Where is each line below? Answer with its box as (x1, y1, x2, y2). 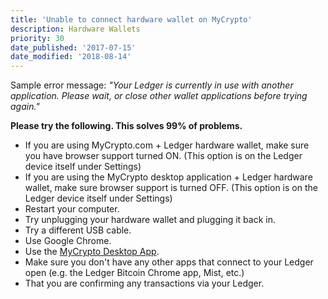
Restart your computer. (24, 203, 120, 215)
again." (10, 101, 40, 113)
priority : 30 (10, 33, 65, 43)
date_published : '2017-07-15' (10, 42, 137, 53)
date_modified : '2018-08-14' (10, 52, 132, 62)
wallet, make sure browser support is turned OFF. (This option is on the (24, 182, 318, 194)
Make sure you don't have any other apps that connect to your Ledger (24, 256, 314, 268)
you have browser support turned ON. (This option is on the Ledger (24, 150, 303, 162)
